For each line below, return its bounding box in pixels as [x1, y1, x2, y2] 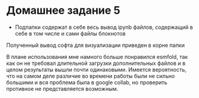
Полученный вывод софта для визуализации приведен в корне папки [6, 41, 185, 49]
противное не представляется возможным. [6, 85, 118, 92]
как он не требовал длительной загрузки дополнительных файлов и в [6, 60, 186, 67]
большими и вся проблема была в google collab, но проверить [6, 79, 168, 86]
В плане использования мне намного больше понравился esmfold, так [6, 53, 188, 60]
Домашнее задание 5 [6, 4, 121, 17]
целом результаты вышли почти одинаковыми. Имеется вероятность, [6, 66, 187, 73]
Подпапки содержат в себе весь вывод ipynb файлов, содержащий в [14, 23, 194, 31]
